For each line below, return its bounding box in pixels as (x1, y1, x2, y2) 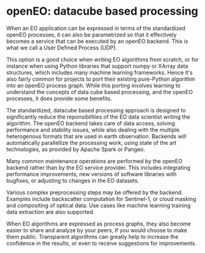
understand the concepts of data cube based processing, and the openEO (6, 88, 193, 95)
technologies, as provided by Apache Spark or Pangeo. (6, 145, 145, 153)
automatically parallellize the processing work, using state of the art (6, 139, 177, 146)
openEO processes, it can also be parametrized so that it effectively (6, 31, 177, 38)
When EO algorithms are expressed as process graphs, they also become (6, 220, 191, 227)
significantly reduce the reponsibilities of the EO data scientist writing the (6, 113, 190, 120)
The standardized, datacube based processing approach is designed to (6, 106, 186, 114)
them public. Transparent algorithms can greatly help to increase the (6, 233, 179, 240)
